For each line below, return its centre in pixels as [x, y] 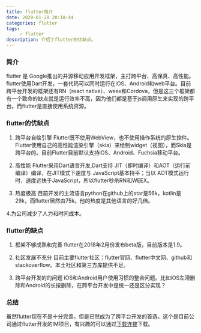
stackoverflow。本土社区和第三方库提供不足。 [72, 264]
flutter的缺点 [25, 230]
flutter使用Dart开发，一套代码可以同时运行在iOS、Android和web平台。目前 [99, 84]
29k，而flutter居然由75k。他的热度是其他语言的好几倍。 [84, 200]
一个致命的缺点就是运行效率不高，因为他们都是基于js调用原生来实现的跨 [100, 99]
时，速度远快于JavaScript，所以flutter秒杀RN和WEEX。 [84, 180]
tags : [13, 29]
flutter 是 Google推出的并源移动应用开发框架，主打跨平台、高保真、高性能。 [100, 76]
